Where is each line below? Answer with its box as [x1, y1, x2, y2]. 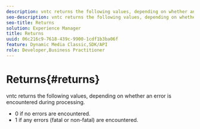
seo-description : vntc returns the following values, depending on [6, 14, 177, 20]
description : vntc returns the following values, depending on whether [6, 8, 187, 15]
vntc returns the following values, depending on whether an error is [6, 92, 171, 99]
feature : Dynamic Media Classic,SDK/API [6, 42, 108, 48]
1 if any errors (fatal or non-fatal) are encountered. [14, 116, 139, 123]
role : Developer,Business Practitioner [6, 47, 105, 53]
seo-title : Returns [6, 20, 55, 25]
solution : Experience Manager [6, 25, 82, 31]
